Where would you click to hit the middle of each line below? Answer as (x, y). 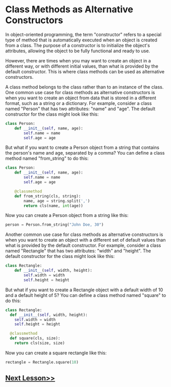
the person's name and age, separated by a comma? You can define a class (85, 153)
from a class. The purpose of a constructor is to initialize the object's (78, 45)
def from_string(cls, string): (48, 196)
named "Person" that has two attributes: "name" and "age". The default (80, 109)
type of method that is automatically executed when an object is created (81, 40)
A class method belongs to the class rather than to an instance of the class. (84, 87)
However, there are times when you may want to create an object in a (78, 60)
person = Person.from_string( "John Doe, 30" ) (54, 225)
